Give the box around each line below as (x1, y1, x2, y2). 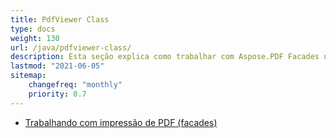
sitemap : (10, 71, 47, 81)
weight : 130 (10, 33, 60, 43)
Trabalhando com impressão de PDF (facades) (24, 116, 218, 128)
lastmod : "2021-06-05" (10, 61, 105, 71)
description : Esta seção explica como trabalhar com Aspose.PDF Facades (10, 52, 320, 62)
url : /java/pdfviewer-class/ (10, 42, 132, 53)
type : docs (10, 24, 56, 34)
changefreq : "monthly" (28, 80, 123, 90)
